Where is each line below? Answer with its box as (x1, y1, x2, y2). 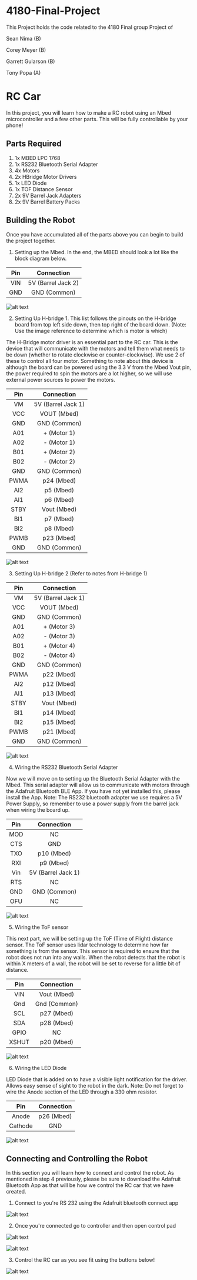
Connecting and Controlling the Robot (6, 1154, 148, 1164)
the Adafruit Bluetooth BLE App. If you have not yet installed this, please (6, 787, 181, 795)
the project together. (6, 237, 56, 244)
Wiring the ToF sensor (14, 924, 69, 931)
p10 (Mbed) (37, 849, 72, 857)
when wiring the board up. (6, 806, 70, 813)
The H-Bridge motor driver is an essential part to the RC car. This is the (6, 338, 178, 345)
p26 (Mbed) (38, 1112, 72, 1120)
